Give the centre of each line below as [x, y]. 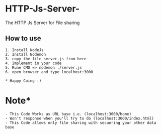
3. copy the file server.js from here [46, 59]
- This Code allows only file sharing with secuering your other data [81, 123]
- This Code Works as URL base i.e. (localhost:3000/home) [68, 114]
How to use [23, 38]
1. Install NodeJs [24, 50]
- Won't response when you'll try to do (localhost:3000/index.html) [80, 118]
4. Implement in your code [33, 63]
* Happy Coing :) [23, 81]
